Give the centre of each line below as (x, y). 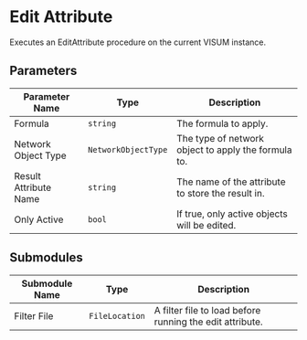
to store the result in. (221, 193)
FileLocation (117, 316)
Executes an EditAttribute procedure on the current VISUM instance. (138, 42)
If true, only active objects (232, 214)
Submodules (47, 258)
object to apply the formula (234, 150)
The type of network (221, 138)
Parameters (43, 71)
